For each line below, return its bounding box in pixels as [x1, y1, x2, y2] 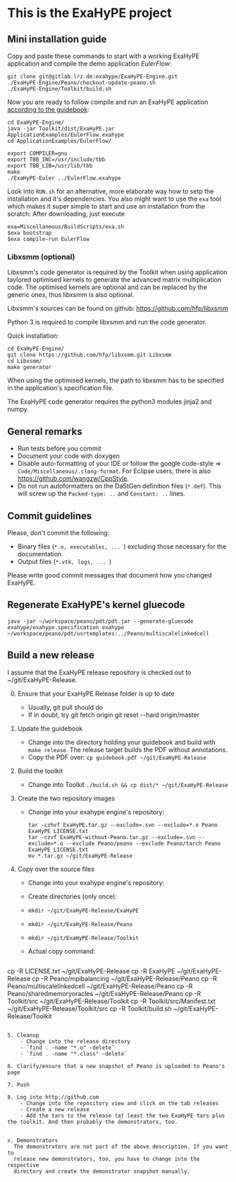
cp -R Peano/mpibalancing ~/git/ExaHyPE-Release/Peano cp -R [32, 974, 217, 983]
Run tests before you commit [17, 444, 102, 453]
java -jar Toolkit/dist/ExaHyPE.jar [7, 125, 115, 132]
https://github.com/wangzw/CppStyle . [17, 474, 129, 483]
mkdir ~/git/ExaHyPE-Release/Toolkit [27, 935, 139, 942]
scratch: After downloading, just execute [7, 210, 125, 218]
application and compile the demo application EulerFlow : [7, 59, 172, 68]
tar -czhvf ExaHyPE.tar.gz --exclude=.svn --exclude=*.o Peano [27, 821, 218, 829]
